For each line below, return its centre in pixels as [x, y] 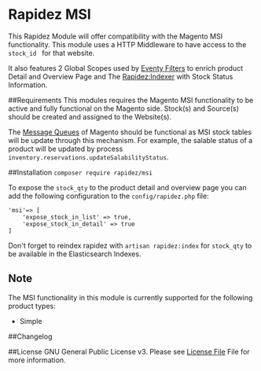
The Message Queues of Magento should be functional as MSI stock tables [130, 132]
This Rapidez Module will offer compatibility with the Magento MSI [116, 36]
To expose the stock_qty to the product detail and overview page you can [127, 187]
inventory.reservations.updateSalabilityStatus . [88, 157]
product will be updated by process [66, 149]
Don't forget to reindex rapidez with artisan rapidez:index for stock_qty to [130, 245]
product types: [32, 306]
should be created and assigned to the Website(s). [90, 116]
